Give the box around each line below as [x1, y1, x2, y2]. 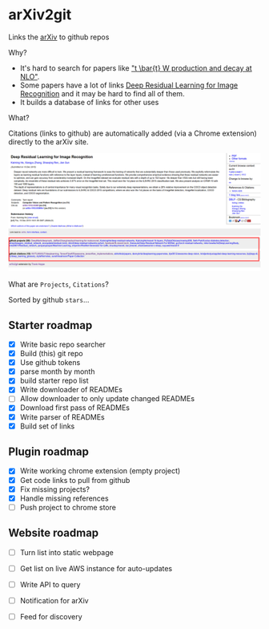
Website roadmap [8, 526, 99, 540]
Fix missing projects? [19, 484, 90, 494]
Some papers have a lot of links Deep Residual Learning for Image [19, 80, 239, 90]
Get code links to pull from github [19, 475, 130, 485]
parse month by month [19, 367, 95, 376]
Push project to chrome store [19, 502, 116, 512]
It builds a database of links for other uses [19, 97, 159, 107]
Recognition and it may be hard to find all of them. [19, 88, 186, 98]
